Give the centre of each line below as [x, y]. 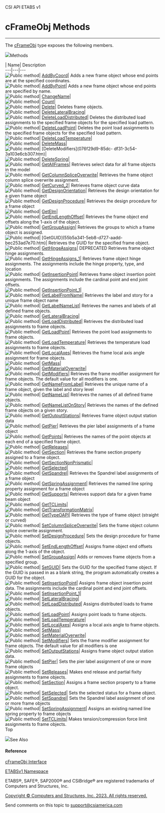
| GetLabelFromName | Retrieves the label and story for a [96, 295]
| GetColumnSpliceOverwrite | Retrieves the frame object [96, 175]
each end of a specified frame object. [43, 441]
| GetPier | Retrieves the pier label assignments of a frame [97, 426]
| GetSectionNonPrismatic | [66, 462]
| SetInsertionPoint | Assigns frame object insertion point [96, 583]
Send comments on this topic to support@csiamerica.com [64, 805]
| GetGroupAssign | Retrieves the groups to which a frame [97, 227]
